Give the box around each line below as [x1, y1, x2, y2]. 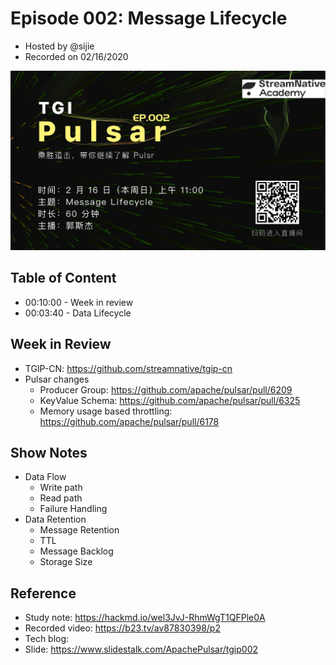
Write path [39, 482, 83, 494]
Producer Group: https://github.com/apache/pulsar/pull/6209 [39, 383, 293, 396]
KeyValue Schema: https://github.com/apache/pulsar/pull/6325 [39, 394, 301, 406]
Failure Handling [39, 503, 108, 515]
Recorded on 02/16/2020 [24, 50, 129, 62]
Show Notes [10, 444, 88, 461]
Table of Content [10, 270, 117, 287]
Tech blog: [24, 633, 70, 645]
